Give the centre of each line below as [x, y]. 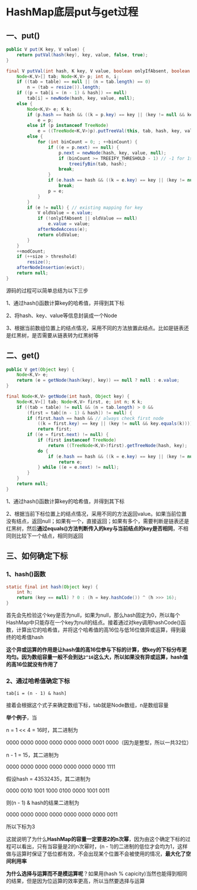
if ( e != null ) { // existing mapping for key [85, 207]
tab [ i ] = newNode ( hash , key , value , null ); [81, 98]
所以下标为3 [21, 827]
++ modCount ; [31, 251]
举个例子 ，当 [21, 718]
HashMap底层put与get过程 [72, 12]
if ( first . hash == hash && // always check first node [96, 418]
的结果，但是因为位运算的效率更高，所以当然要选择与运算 [75, 881]
